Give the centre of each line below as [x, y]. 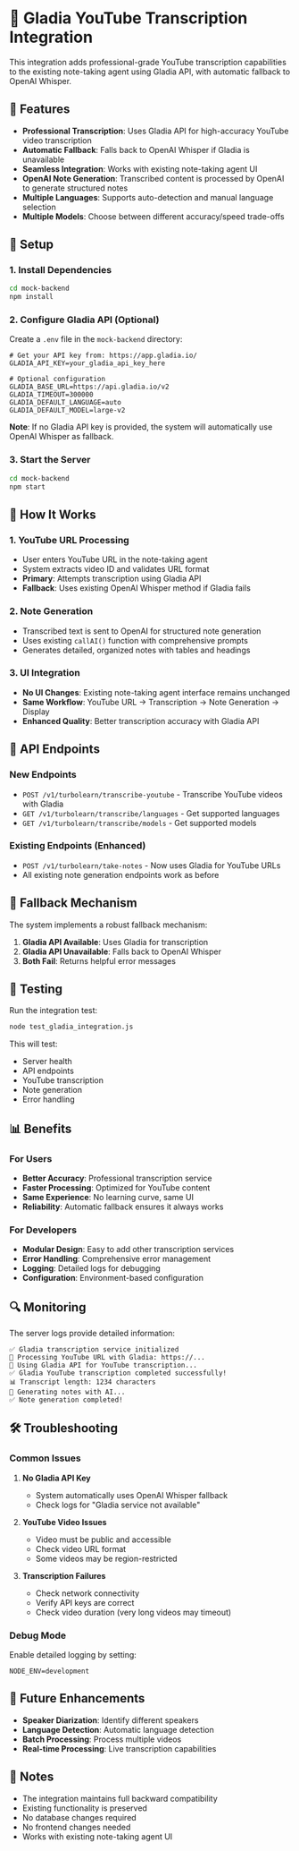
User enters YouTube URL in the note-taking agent [115, 559]
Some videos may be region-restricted [106, 1558]
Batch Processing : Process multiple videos [102, 1739]
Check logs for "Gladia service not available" [118, 1505]
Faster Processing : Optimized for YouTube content [116, 1187]
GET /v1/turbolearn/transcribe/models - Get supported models [139, 823]
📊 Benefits [41, 1128]
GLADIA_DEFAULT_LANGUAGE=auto [66, 403]
